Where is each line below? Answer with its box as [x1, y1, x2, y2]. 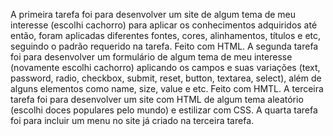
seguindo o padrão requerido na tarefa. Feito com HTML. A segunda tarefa [10, 40, 319, 52]
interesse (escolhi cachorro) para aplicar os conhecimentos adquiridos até [10, 19, 318, 31]
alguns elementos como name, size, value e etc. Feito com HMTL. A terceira [10, 83, 324, 94]
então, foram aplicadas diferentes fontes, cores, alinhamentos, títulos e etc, [10, 30, 322, 41]
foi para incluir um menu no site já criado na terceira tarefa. [10, 115, 255, 126]
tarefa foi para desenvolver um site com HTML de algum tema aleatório [10, 94, 304, 105]
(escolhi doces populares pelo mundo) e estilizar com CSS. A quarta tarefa [10, 104, 318, 116]
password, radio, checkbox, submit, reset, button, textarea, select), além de [10, 72, 322, 84]
